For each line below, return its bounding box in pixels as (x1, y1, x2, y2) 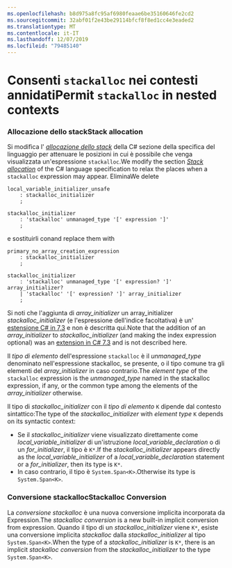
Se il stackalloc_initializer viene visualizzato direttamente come (17, 431, 199, 439)
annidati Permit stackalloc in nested (7, 88, 217, 103)
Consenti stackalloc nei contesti (7, 72, 199, 88)
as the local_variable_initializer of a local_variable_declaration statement (17, 453, 224, 461)
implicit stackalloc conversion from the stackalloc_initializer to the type (7, 545, 210, 553)
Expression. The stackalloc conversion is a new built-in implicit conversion (7, 516, 219, 524)
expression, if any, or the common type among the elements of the (7, 381, 198, 390)
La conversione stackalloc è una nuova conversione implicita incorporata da (7, 508, 226, 516)
